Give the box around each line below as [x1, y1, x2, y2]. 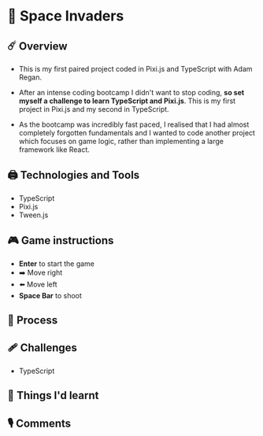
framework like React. [18, 145, 90, 154]
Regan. [18, 72, 43, 82]
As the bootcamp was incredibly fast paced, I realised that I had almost [18, 120, 250, 129]
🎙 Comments [7, 416, 72, 430]
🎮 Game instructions [7, 234, 114, 247]
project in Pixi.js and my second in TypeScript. [18, 105, 170, 113]
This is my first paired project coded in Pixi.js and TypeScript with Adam [18, 65, 253, 73]
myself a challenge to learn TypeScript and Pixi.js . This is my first [18, 96, 236, 105]
